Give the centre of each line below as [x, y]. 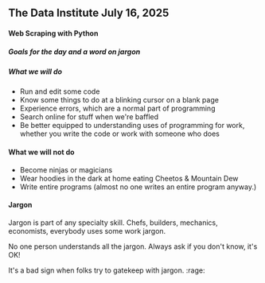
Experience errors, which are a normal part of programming [117, 109]
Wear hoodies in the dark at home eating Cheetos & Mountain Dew [129, 178]
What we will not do [41, 152]
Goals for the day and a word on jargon [74, 52]
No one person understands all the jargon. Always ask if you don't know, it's [133, 246]
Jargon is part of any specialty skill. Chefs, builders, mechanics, [113, 223]
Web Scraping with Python [53, 33]
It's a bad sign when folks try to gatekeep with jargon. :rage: [107, 270]
